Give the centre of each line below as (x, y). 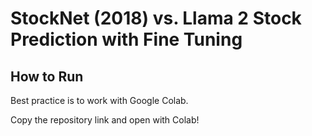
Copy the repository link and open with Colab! (105, 120)
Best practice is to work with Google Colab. (99, 100)
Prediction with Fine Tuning (126, 39)
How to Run (47, 76)
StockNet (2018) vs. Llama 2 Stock (156, 18)
